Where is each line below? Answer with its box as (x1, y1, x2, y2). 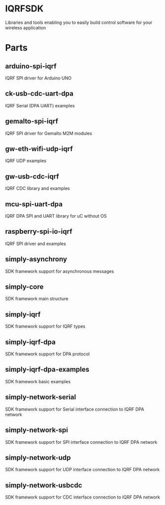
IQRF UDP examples (5, 158, 47, 164)
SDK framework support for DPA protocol (5, 351, 90, 357)
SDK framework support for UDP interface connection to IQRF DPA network (5, 467, 160, 473)
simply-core (5, 283, 44, 291)
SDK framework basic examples (5, 378, 71, 384)
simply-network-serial (5, 393, 76, 402)
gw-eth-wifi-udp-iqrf (5, 145, 73, 153)
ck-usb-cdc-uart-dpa (5, 89, 74, 98)
